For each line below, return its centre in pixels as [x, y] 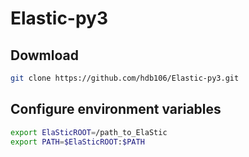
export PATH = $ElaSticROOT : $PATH [77, 142]
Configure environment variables [116, 109]
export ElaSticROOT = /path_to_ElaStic [89, 132]
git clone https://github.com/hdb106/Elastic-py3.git [125, 78]
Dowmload [44, 55]
